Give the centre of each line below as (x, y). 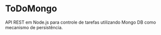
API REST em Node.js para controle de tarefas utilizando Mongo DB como (81, 22)
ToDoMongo (31, 9)
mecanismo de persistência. (34, 27)
